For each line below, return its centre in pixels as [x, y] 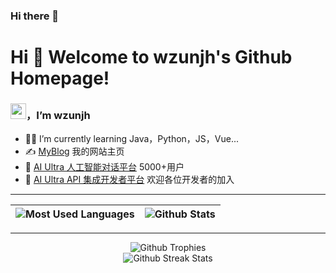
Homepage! [60, 78]
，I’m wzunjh [58, 116]
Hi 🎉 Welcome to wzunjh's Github [151, 57]
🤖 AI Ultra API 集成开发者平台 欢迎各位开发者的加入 [129, 180]
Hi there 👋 [35, 16]
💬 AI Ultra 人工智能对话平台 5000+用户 [104, 167]
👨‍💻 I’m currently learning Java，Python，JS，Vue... [132, 139]
